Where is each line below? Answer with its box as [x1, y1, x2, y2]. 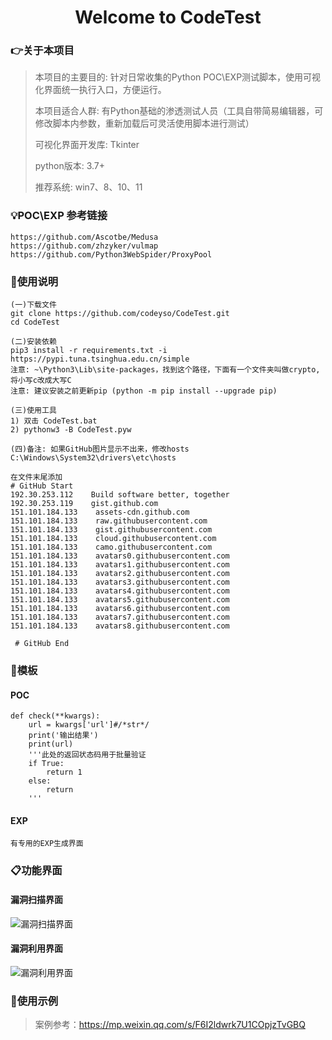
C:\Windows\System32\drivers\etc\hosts [10, 453, 177, 463]
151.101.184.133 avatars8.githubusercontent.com [10, 621, 230, 631]
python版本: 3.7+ [34, 160, 106, 172]
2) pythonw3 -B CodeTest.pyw [10, 425, 132, 435]
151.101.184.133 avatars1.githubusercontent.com [10, 560, 230, 570]
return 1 [46, 767, 83, 778]
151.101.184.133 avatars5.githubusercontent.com [10, 595, 230, 605]
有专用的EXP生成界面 [10, 839, 84, 849]
